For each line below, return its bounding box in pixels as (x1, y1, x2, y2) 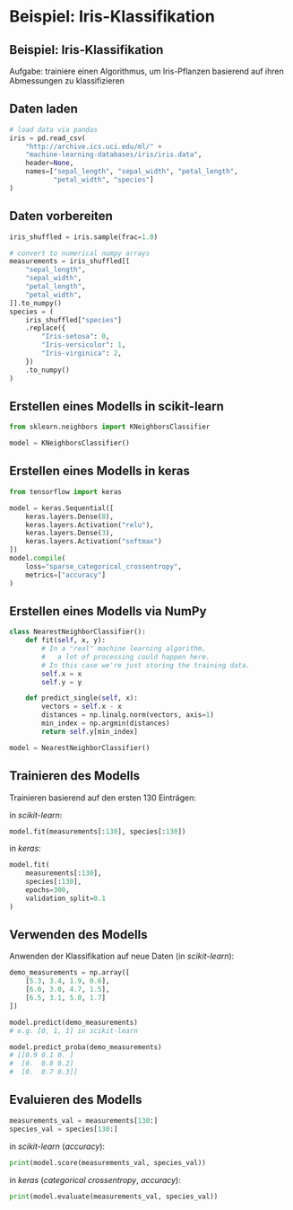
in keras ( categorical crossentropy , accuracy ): (9, 1174, 181, 1185)
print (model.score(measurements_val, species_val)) (9, 1158, 206, 1167)
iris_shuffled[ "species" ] (25, 315, 123, 324)
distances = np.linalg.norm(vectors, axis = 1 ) (41, 711, 215, 720)
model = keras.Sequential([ (9, 503, 115, 513)
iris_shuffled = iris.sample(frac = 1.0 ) (9, 232, 159, 242)
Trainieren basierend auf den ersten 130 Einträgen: (9, 792, 197, 803)
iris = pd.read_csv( (9, 133, 87, 143)
